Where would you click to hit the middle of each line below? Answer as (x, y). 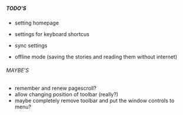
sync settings (31, 45)
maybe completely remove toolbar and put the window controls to (94, 101)
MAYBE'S (18, 70)
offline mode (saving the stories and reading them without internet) (96, 57)
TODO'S (16, 8)
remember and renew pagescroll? (56, 88)
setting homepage (37, 23)
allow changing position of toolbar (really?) (66, 95)
